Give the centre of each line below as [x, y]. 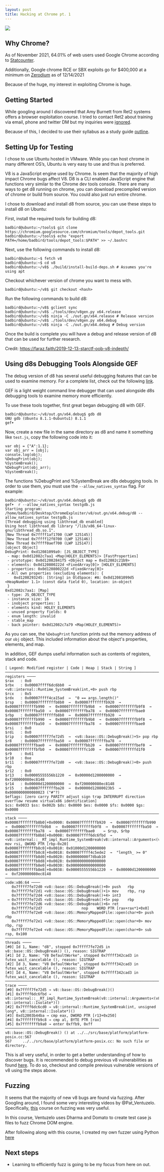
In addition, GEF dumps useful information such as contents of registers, [78, 654]
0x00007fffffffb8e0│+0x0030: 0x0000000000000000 [55, 865]
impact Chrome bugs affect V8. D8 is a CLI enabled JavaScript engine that [80, 178]
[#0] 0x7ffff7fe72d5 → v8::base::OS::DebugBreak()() [60, 990]
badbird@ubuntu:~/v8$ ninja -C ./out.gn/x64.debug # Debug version [75, 325]
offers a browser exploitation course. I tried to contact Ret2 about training [79, 117]
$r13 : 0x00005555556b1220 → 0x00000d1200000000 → [63, 775]
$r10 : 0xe [18, 758]
